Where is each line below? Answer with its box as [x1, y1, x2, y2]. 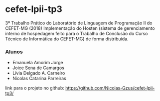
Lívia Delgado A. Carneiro [12, 70, 65, 76]
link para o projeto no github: [5, 85, 65, 91]
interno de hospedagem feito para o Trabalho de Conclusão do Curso [5, 30, 148, 36]
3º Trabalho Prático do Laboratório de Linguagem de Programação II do [5, 20, 153, 26]
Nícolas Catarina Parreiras [12, 76, 66, 82]
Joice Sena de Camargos [12, 65, 65, 71]
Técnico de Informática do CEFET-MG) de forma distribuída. [5, 36, 129, 42]
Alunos [5, 48, 23, 55]
